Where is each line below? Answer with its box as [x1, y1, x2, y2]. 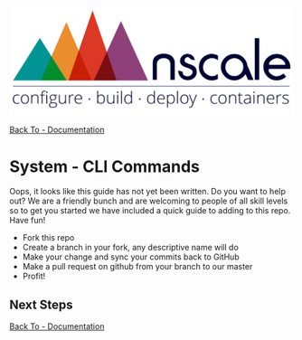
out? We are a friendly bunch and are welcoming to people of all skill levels [9, 195, 288, 206]
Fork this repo [22, 232, 75, 243]
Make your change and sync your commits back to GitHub [22, 251, 240, 262]
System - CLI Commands [9, 156, 201, 176]
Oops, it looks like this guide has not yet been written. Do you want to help [9, 186, 287, 197]
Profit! [22, 270, 46, 282]
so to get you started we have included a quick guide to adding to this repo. [9, 205, 291, 216]
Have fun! [9, 215, 46, 226]
